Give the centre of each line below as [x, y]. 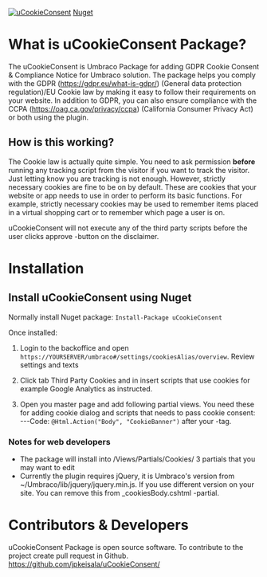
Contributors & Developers [98, 525]
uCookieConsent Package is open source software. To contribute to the [126, 547]
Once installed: [33, 332]
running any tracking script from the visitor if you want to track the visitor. [129, 170]
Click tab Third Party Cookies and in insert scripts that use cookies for [135, 380]
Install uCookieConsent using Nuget [100, 298]
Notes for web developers [59, 442]
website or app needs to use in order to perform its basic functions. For [126, 195]
